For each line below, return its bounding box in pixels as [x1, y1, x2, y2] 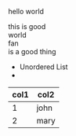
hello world [8, 7, 45, 16]
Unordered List [19, 62, 68, 72]
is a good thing [8, 47, 56, 56]
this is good [8, 22, 46, 31]
